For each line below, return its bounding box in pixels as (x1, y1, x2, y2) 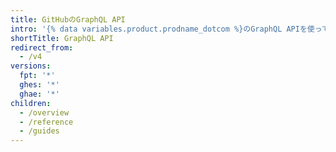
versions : (10, 61, 52, 71)
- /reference (19, 117, 74, 127)
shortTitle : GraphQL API (10, 33, 114, 43)
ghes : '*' (19, 80, 60, 90)
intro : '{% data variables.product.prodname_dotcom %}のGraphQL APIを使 (10, 24, 315, 34)
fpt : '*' (19, 71, 56, 81)
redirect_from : (10, 42, 74, 53)
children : (10, 98, 52, 108)
